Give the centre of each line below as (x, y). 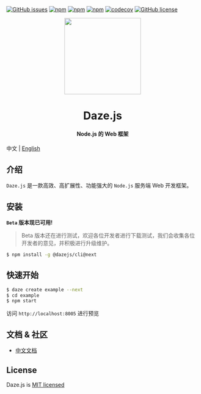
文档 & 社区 (27, 334)
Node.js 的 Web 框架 (103, 134)
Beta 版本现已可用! (30, 222)
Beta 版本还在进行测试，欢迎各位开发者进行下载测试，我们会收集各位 (108, 236)
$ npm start (21, 301)
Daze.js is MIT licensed (35, 384)
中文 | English (24, 148)
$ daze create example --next (45, 290)
